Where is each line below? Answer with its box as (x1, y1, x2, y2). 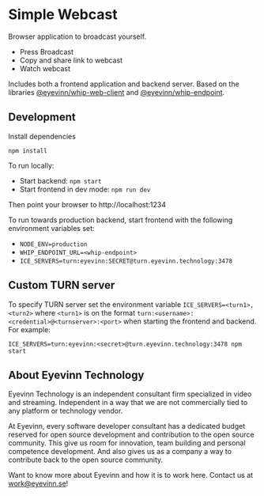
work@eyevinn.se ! (8, 479, 69, 488)
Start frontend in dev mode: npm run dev (19, 184, 151, 194)
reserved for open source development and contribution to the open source (8, 430, 255, 440)
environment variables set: (8, 223, 95, 233)
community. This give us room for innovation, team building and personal (8, 438, 247, 448)
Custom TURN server (8, 278, 115, 292)
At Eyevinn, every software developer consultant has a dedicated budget (8, 422, 246, 431)
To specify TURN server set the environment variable (8, 299, 182, 309)
